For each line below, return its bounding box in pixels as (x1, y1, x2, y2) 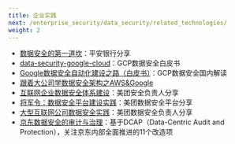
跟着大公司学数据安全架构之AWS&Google (19, 78, 154, 87)
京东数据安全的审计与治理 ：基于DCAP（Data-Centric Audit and (19, 117, 225, 127)
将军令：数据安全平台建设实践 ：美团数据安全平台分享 (19, 98, 193, 107)
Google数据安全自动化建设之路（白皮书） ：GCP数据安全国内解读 (19, 68, 227, 78)
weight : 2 (8, 26, 41, 34)
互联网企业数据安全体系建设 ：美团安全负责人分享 (19, 88, 179, 98)
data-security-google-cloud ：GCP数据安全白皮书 (19, 58, 181, 68)
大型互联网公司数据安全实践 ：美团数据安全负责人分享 (19, 108, 193, 117)
